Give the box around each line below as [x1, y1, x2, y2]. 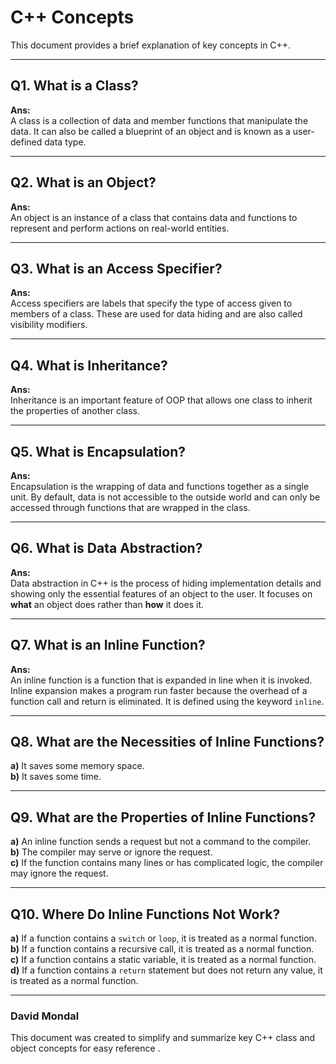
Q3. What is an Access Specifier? [10, 260, 223, 277]
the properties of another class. [10, 405, 140, 417]
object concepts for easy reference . [10, 1042, 161, 1055]
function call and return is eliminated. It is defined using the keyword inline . [10, 695, 325, 707]
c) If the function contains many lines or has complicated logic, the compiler [10, 857, 324, 869]
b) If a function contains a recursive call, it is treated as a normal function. [10, 943, 315, 955]
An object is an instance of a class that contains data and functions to [10, 211, 298, 223]
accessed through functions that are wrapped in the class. [10, 502, 251, 513]
